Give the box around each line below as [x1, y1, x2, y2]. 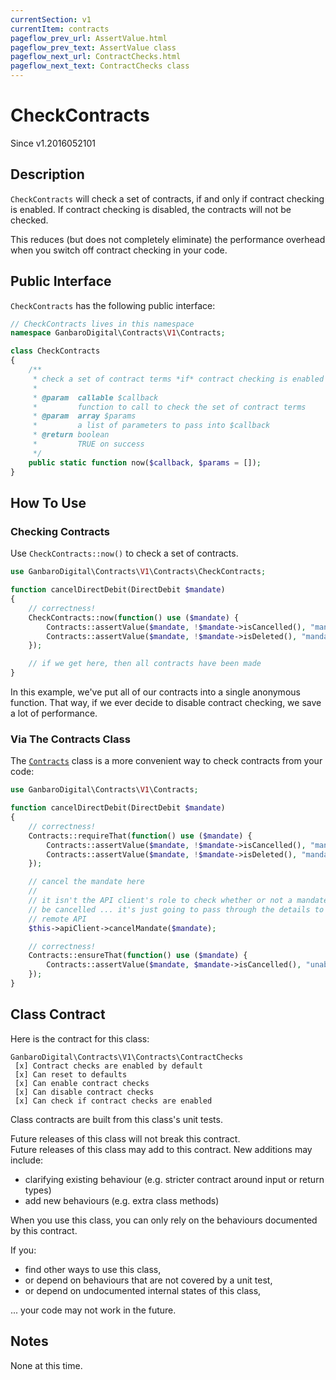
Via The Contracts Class [10, 732, 131, 746]
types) [24, 1184, 52, 1196]
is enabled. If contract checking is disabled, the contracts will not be [10, 203, 292, 215]
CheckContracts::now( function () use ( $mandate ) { [28, 612, 240, 623]
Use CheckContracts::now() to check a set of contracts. [10, 547, 239, 560]
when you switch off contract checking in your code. [10, 244, 228, 256]
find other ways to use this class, [24, 1263, 162, 1275]
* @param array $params [32, 411, 137, 421]
